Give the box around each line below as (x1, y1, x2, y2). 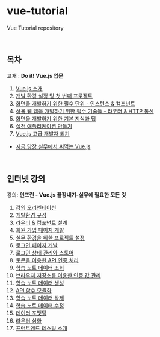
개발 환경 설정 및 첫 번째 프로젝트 (15, 92, 93, 99)
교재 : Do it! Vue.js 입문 (7, 72, 64, 79)
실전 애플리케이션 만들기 (15, 122, 73, 130)
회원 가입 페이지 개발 (15, 226, 64, 233)
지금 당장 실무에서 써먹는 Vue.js (15, 143, 91, 150)
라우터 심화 (15, 317, 42, 324)
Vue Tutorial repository (7, 24, 64, 31)
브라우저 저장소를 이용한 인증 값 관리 (15, 271, 101, 279)
